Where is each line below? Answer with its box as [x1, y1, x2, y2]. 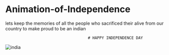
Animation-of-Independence [5, 4, 131, 15]
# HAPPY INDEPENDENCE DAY [88, 35, 143, 40]
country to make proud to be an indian [5, 25, 86, 31]
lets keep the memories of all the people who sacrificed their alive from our [5, 20, 164, 26]
